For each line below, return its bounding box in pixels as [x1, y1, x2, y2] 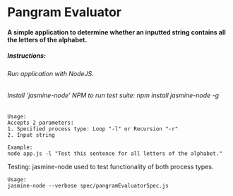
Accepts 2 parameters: [7, 119, 74, 126]
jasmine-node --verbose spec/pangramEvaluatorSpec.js [7, 182, 169, 189]
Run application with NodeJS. [7, 69, 94, 78]
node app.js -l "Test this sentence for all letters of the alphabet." [7, 149, 222, 157]
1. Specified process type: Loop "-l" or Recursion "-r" [7, 125, 179, 133]
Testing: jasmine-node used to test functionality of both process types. [7, 162, 214, 171]
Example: [7, 144, 33, 151]
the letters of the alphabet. [7, 35, 88, 44]
